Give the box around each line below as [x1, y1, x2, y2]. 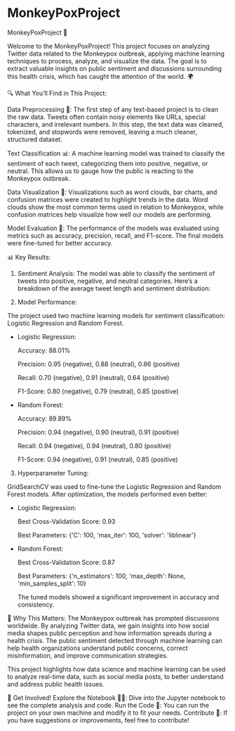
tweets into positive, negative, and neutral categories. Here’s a [17, 276, 198, 285]
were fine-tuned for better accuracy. [7, 239, 113, 247]
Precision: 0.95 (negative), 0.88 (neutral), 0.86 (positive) [17, 360, 180, 368]
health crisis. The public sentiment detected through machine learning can [7, 636, 223, 644]
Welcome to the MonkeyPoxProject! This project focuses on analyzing [7, 42, 210, 50]
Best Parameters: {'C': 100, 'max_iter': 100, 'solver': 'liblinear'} [17, 530, 196, 539]
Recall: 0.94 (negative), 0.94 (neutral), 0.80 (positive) [17, 441, 172, 450]
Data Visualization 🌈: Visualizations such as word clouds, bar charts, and [7, 188, 217, 196]
